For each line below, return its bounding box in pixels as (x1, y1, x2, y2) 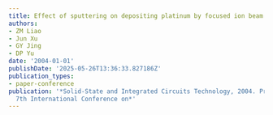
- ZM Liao (8, 27, 42, 35)
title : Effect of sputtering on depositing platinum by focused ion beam (8, 11, 264, 20)
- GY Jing (8, 42, 42, 50)
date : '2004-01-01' (8, 57, 75, 66)
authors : (8, 19, 38, 28)
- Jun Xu (8, 34, 38, 43)
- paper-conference (8, 79, 75, 87)
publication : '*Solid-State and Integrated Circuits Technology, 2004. (8, 87, 256, 96)
